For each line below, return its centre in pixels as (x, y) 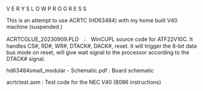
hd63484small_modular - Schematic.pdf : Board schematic (80, 71)
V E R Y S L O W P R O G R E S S (46, 9)
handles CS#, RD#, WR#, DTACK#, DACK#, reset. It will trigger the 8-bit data (101, 46)
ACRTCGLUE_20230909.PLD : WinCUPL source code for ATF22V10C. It (100, 39)
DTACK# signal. (26, 59)
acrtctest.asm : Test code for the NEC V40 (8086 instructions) (84, 82)
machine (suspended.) (34, 27)
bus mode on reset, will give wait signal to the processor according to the (98, 52)
